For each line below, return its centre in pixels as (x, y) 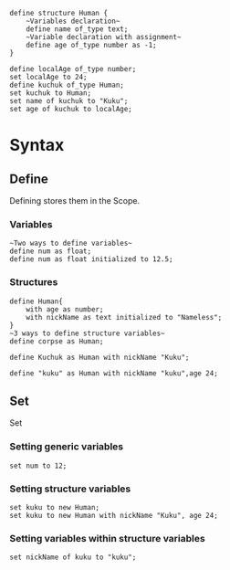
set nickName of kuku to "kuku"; (73, 557)
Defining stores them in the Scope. (74, 201)
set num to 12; (38, 466)
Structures (34, 282)
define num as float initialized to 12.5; (91, 259)
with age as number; (65, 309)
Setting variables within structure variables (107, 538)
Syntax (37, 145)
